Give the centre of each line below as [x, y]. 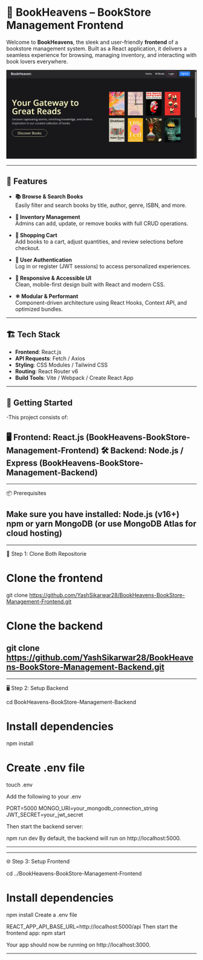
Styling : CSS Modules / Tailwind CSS [61, 365]
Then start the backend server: [45, 826]
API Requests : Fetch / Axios [50, 359]
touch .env [20, 785]
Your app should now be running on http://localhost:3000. [79, 945]
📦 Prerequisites [26, 493]
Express [22, 463]
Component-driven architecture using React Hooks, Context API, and [101, 302]
